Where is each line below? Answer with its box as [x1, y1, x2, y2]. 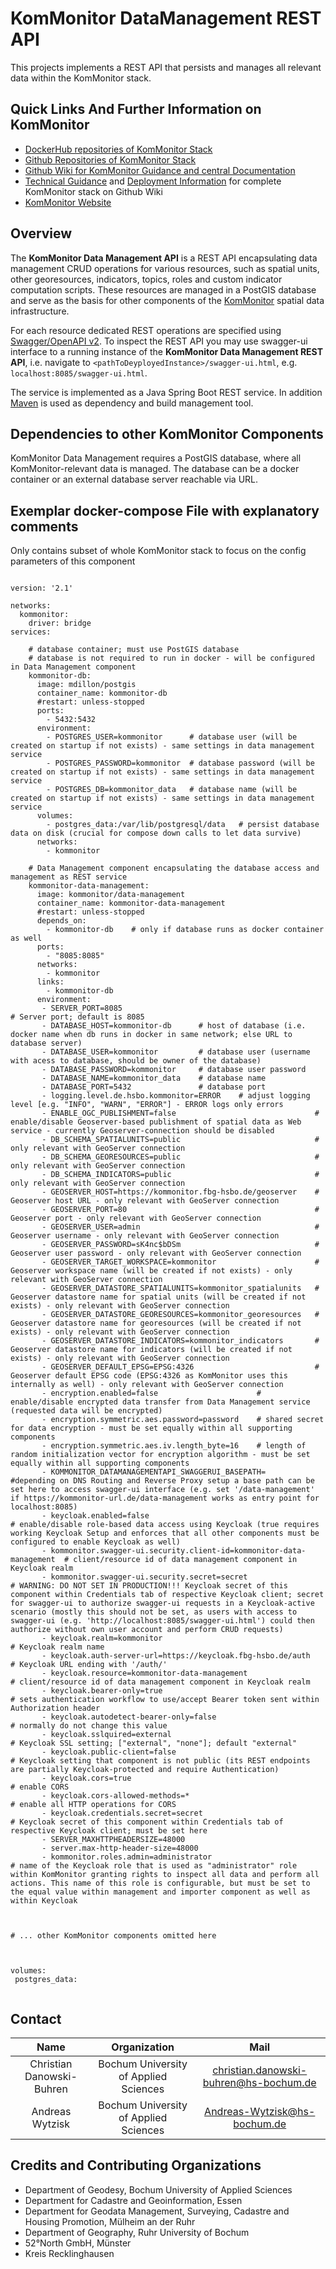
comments [10, 518, 79, 535]
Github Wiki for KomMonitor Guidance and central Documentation [24, 164, 296, 176]
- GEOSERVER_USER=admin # [41, 1222, 320, 1232]
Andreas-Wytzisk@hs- [204, 2105, 316, 2118]
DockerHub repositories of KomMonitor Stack [24, 143, 213, 155]
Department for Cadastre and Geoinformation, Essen [24, 2194, 243, 2206]
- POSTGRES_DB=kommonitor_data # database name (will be [46, 785, 298, 795]
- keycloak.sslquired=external [41, 1730, 172, 1740]
